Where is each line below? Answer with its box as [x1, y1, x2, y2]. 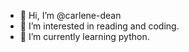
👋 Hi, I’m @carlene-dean [19, 10, 122, 21]
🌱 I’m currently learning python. [19, 31, 150, 42]
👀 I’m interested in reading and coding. [19, 20, 180, 32]
